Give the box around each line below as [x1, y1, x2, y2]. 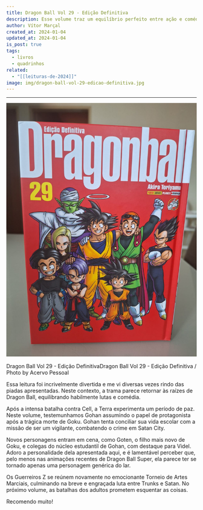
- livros [11, 54, 34, 60]
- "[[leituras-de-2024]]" [11, 73, 77, 80]
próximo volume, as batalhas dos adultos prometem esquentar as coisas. [6, 486, 188, 494]
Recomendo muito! [6, 498, 53, 505]
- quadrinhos [11, 60, 45, 66]
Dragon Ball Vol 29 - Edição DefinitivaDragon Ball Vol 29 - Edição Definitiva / [6, 363, 197, 370]
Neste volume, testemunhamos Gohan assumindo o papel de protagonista [6, 412, 191, 419]
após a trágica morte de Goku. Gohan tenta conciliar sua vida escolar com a [6, 418, 196, 426]
